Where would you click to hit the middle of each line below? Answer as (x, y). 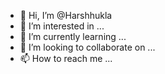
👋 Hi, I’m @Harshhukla (66, 15)
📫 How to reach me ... (66, 58)
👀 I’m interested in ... (62, 26)
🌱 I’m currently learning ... (73, 36)
